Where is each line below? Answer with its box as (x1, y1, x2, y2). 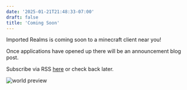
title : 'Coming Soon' (6, 20, 60, 26)
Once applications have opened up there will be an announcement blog (6, 48, 182, 55)
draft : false (6, 14, 39, 20)
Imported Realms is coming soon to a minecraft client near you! (6, 36, 162, 44)
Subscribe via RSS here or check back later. (6, 66, 114, 73)
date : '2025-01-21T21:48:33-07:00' (6, 8, 95, 15)
